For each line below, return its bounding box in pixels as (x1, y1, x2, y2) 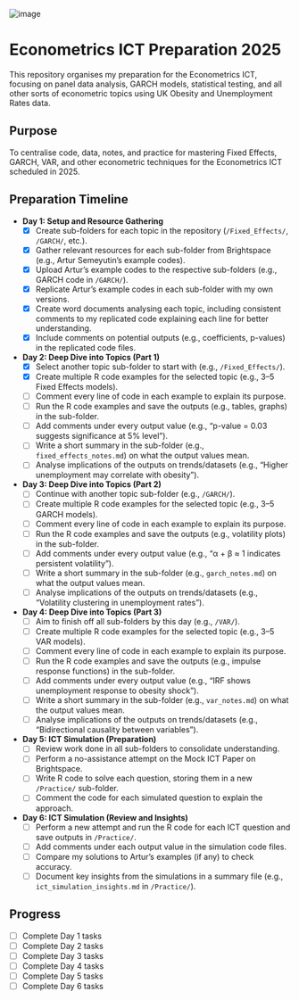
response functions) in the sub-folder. (35, 665, 176, 677)
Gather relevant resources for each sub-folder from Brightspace (35, 244, 271, 255)
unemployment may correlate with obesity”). (35, 469, 199, 481)
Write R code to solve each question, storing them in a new (35, 773, 253, 784)
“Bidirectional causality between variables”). (35, 724, 199, 735)
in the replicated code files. (35, 342, 137, 352)
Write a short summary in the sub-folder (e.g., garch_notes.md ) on (35, 567, 277, 578)
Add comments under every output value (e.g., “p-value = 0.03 (35, 420, 268, 432)
